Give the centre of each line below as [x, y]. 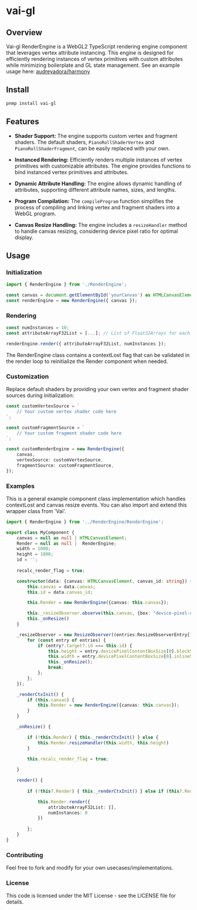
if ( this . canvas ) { [51, 700]
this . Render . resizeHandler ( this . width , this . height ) [103, 743]
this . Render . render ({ [64, 802]
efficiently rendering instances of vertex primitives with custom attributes [94, 59]
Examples [21, 486]
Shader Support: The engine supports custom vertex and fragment [96, 135]
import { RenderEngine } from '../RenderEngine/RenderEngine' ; [85, 522]
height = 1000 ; [35, 554]
